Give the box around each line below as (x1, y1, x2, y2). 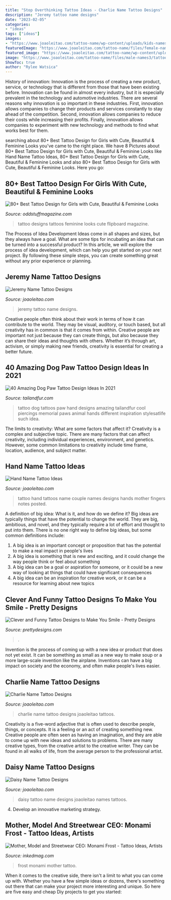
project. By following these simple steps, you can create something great (5, 252, 159, 258)
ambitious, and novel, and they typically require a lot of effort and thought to (5, 522, 165, 528)
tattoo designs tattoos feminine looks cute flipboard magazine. (17, 220, 149, 227)
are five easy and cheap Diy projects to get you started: (5, 888, 122, 895)
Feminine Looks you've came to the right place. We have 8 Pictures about (5, 143, 160, 149)
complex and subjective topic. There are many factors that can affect (5, 431, 150, 437)
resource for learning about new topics (12, 580, 95, 587)
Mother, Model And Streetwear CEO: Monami (5, 821, 151, 830)
